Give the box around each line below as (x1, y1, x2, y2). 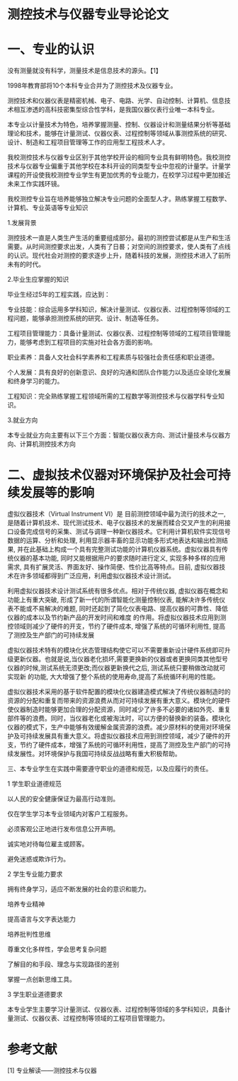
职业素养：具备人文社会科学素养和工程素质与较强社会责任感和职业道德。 (7, 353, 218, 362)
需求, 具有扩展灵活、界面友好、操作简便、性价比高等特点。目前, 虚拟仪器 (7, 563, 220, 571)
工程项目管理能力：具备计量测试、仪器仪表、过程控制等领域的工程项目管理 (7, 329, 225, 338)
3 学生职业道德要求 (7, 990, 63, 999)
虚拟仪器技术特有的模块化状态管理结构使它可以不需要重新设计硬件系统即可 (7, 646, 225, 655)
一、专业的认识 (7, 42, 95, 57)
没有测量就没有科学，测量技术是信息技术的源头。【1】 (7, 67, 162, 75)
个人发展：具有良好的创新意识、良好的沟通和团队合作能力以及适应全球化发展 (7, 368, 231, 377)
